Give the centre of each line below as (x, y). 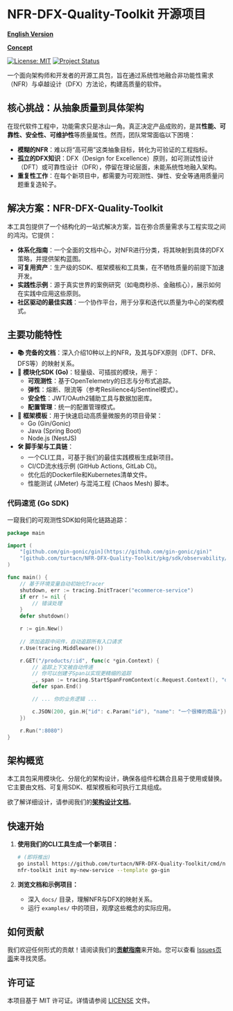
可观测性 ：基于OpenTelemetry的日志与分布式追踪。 (101, 381)
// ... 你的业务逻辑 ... (65, 699)
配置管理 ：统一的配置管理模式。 (73, 407)
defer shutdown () (45, 616)
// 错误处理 (47, 603)
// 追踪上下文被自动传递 (63, 667)
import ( (20, 545)
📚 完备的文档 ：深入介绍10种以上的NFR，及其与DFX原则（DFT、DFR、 (118, 353)
